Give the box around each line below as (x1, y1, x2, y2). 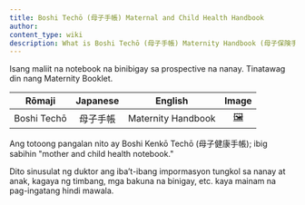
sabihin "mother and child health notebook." (9, 149, 174, 160)
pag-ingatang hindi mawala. (9, 185, 114, 196)
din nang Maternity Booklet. (9, 73, 113, 84)
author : (9, 22, 39, 31)
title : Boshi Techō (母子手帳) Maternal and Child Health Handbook (9, 13, 265, 23)
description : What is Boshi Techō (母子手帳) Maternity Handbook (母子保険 (9, 38, 292, 48)
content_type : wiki (9, 30, 84, 39)
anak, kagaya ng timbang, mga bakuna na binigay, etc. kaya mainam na (9, 176, 277, 187)
